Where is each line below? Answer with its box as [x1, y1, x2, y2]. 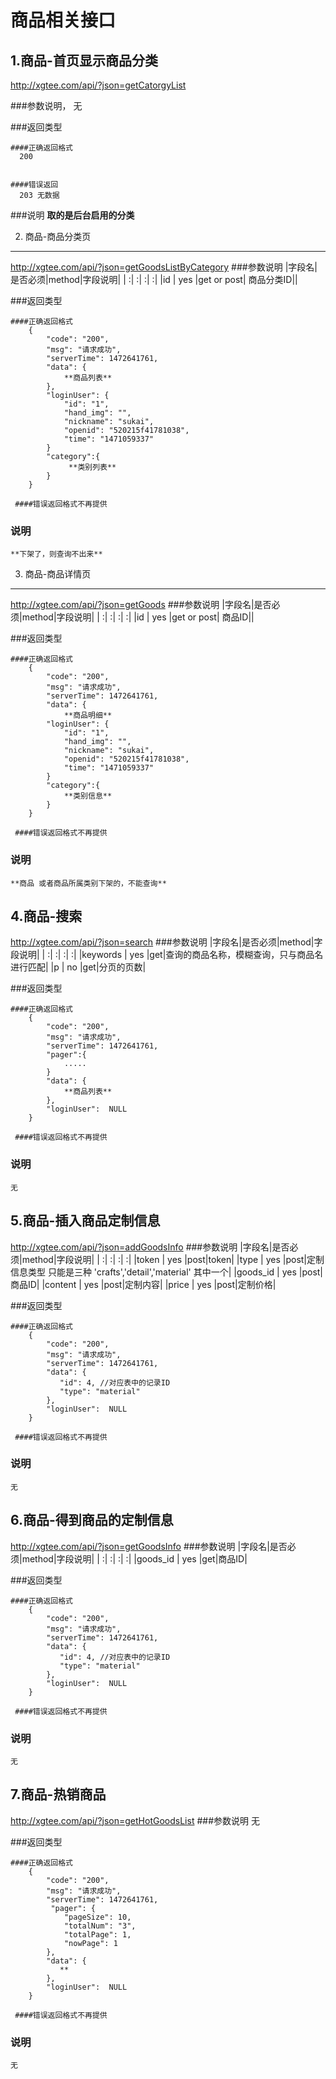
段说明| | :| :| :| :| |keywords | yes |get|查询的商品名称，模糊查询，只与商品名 [10, 949, 324, 961]
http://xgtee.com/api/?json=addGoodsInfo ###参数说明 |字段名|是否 [10, 1241, 290, 1253]
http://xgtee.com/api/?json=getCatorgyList [10, 79, 187, 91]
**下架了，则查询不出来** [10, 549, 103, 560]
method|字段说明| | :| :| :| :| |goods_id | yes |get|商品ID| [21, 1552, 248, 1565]
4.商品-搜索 [10, 907, 83, 925]
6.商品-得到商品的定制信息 [10, 1512, 174, 1529]
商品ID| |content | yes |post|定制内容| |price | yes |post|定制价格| [10, 1278, 277, 1290]
